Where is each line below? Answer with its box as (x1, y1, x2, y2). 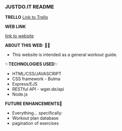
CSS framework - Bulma (12, 76, 61, 82)
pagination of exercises (12, 120, 59, 126)
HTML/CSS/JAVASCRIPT (12, 71, 61, 77)
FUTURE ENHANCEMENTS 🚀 (5, 101, 62, 107)
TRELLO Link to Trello (5, 15, 48, 20)
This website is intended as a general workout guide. (12, 52, 118, 58)
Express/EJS (12, 81, 38, 87)
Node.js (12, 91, 28, 97)
